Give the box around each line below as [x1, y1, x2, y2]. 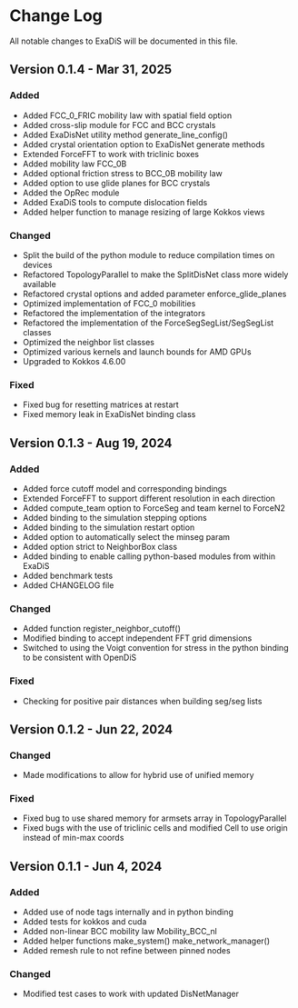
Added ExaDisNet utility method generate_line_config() [22, 129, 229, 140]
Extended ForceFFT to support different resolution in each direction [22, 493, 275, 504]
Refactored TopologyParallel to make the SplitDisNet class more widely [22, 269, 289, 280]
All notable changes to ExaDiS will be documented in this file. [9, 35, 238, 46]
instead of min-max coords [22, 833, 124, 843]
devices [22, 259, 53, 270]
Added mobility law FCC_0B [22, 158, 127, 169]
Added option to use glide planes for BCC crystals [22, 177, 211, 188]
